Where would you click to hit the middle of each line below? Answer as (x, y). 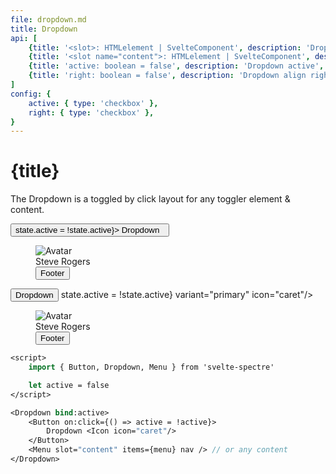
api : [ (24, 38)
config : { (31, 94)
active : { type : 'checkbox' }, (93, 103)
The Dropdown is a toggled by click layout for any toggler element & (150, 199)
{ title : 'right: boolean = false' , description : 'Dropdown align (167, 76)
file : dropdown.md (48, 19)
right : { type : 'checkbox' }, (91, 112)
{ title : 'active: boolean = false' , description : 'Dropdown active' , (176, 66)
